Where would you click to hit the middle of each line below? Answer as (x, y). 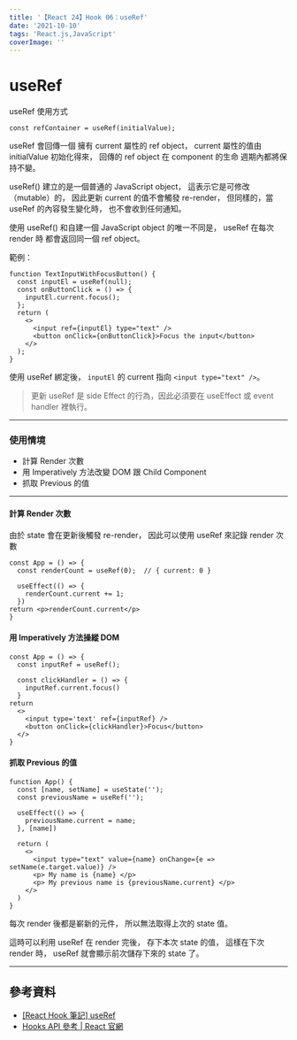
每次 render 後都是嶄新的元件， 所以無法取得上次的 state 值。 (121, 924)
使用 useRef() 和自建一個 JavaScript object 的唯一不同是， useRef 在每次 (142, 227)
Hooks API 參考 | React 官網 (72, 1026)
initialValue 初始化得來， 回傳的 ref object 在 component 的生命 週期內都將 (145, 157)
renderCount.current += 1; (75, 594)
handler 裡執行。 (61, 407)
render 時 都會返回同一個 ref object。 (77, 239)
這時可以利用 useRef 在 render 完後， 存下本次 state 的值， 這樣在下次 (137, 943)
